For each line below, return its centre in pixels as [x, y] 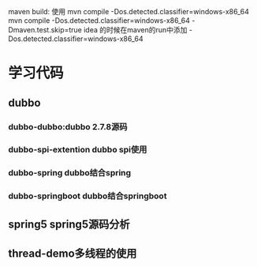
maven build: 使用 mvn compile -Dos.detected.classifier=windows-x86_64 [129, 11]
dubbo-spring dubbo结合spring [70, 173]
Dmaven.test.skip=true [45, 30]
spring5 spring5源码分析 [69, 224]
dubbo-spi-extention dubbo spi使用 [78, 150]
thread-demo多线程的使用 [73, 254]
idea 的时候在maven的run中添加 [136, 30]
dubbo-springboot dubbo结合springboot [88, 196]
